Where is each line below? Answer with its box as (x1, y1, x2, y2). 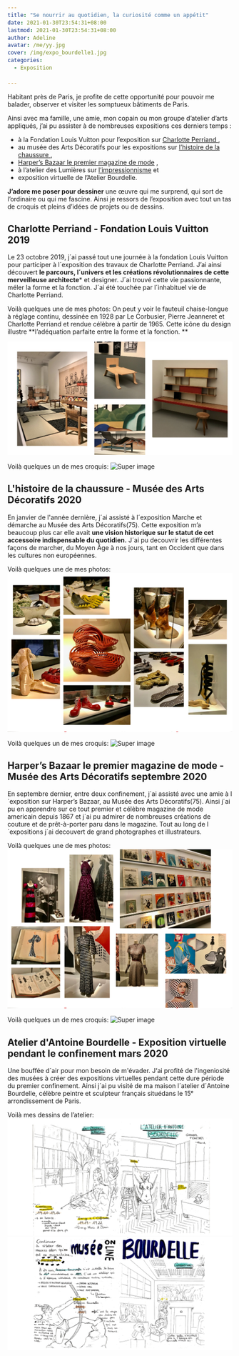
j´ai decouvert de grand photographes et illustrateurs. (44, 827, 202, 836)
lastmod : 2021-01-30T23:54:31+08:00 (7, 26, 116, 34)
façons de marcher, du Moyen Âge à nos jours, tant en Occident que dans (7, 543, 225, 552)
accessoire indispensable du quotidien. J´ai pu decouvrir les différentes (7, 536, 223, 544)
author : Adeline (7, 34, 56, 41)
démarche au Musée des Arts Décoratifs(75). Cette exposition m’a (7, 520, 202, 529)
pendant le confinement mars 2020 (7, 1047, 169, 1060)
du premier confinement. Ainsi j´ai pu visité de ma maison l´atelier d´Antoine (7, 1082, 230, 1090)
